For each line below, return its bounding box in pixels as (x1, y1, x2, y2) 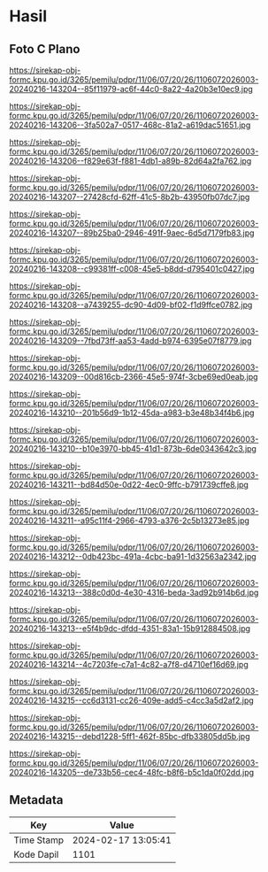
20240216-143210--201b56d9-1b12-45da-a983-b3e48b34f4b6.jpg (9, 407, 255, 418)
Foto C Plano (9, 42, 80, 57)
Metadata (9, 792, 64, 807)
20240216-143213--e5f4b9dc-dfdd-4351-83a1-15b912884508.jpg (9, 623, 250, 634)
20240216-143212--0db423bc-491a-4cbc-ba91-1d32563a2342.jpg (9, 552, 257, 561)
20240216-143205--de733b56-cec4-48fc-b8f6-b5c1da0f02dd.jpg (9, 768, 255, 777)
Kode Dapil (13, 848, 59, 860)
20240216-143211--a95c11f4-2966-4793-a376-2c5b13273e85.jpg (9, 515, 250, 526)
